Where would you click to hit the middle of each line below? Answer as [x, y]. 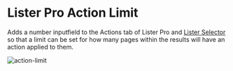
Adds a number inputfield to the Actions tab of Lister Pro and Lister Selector [116, 32]
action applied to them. [40, 47]
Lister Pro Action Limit [73, 13]
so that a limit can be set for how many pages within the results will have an [116, 39]
